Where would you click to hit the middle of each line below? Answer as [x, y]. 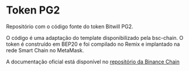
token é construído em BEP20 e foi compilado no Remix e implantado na [93, 44]
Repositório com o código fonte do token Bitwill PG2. [70, 26]
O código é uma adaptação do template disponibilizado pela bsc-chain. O [95, 38]
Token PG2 [33, 10]
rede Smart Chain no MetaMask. [45, 50]
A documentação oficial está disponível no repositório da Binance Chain [93, 62]
